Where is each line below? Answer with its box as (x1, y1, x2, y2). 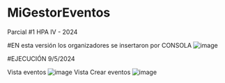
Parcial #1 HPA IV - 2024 (7, 28, 78, 36)
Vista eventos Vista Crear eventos (7, 68, 131, 76)
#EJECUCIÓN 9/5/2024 (7, 54, 75, 63)
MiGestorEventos (7, 5, 111, 21)
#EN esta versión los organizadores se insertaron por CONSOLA (7, 41, 192, 49)
